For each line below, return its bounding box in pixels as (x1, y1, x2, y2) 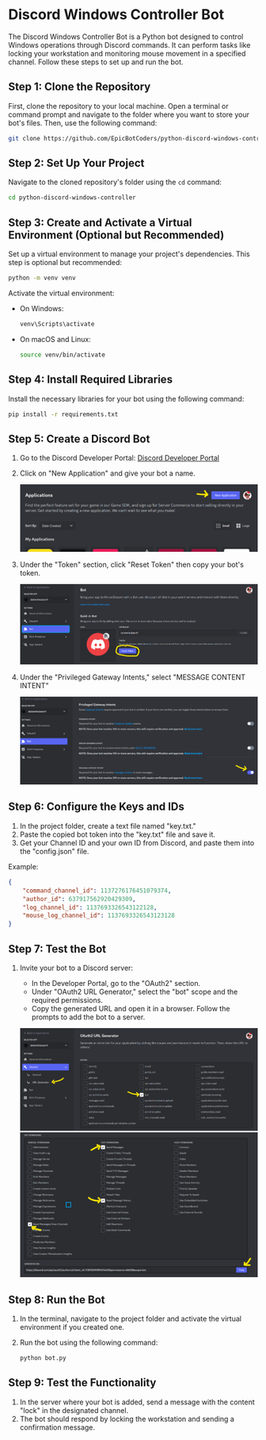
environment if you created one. (19, 1322, 125, 1331)
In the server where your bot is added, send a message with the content (19, 1397, 255, 1407)
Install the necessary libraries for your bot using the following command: (8, 394, 245, 403)
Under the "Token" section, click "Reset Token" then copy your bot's (19, 560, 244, 569)
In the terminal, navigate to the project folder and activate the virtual (19, 1314, 241, 1323)
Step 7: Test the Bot (8, 942, 107, 956)
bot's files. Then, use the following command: (8, 117, 158, 128)
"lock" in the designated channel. (19, 1405, 129, 1415)
